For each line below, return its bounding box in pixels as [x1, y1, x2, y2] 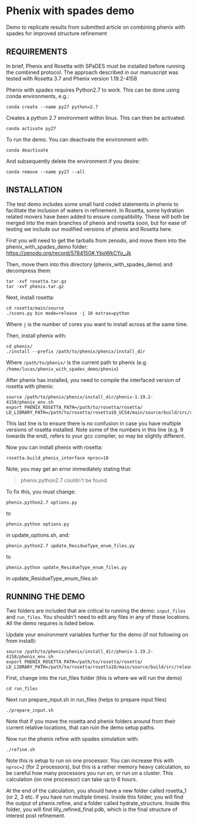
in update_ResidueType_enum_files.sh [6, 575, 98, 582]
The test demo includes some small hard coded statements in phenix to [6, 200, 179, 207]
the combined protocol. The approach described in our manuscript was [6, 69, 179, 76]
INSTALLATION [6, 185, 63, 195]
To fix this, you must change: [6, 488, 76, 495]
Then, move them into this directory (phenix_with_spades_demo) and [6, 260, 173, 268]
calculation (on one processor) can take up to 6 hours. [6, 776, 138, 783]
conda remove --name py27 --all [6, 169, 85, 175]
